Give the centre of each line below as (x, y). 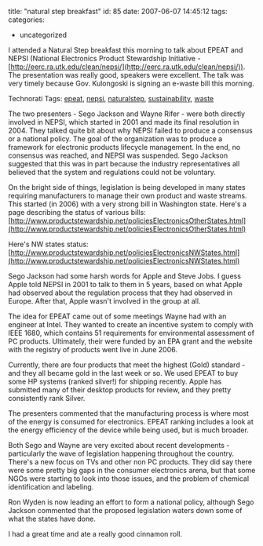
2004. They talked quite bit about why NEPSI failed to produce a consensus (130, 130)
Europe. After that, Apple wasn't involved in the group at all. (104, 301)
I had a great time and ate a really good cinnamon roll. (95, 534)
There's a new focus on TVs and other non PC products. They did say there (130, 462)
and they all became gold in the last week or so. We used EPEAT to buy (123, 373)
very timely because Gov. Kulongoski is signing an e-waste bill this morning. (131, 83)
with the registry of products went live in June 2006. (93, 349)
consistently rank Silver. (47, 398)
